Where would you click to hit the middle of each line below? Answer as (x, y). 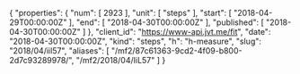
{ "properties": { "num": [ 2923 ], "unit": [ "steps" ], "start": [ (120, 13)
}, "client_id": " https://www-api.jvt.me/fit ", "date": (179, 32)
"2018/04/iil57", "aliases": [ (59, 51)
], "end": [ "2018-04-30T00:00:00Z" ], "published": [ (167, 22)
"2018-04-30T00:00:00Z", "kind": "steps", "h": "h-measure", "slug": (136, 41)
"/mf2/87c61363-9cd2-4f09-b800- (176, 51)
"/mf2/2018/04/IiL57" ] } (121, 60)
